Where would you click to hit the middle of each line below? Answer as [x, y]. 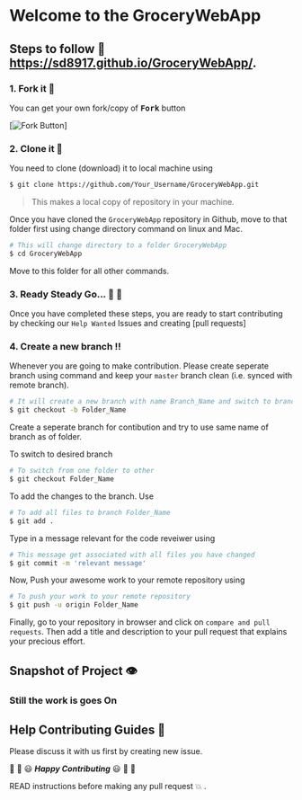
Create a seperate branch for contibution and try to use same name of [139, 427]
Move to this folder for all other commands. [89, 271]
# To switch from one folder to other [82, 471]
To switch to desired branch [61, 454]
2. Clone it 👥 [36, 148]
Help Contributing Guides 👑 [88, 729]
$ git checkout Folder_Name [62, 479]
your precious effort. [47, 641]
